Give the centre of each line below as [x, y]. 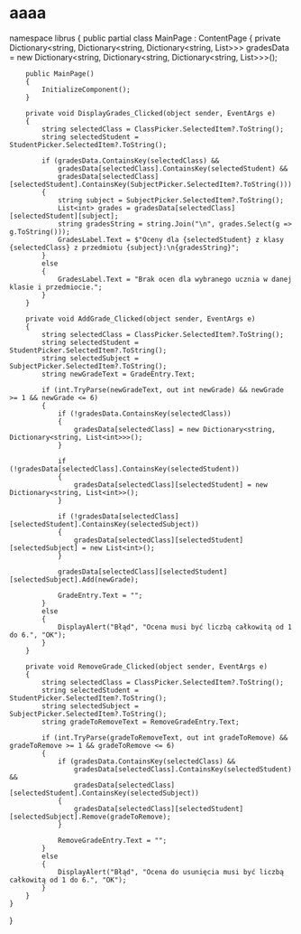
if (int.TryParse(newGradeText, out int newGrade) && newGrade [163, 390]
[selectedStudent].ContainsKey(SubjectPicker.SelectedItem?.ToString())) [151, 184]
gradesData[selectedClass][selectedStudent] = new [171, 485]
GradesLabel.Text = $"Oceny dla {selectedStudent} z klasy [170, 239]
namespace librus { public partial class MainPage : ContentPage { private [145, 38]
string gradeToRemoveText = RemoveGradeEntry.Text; [141, 722]
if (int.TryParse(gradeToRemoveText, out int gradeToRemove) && [165, 738]
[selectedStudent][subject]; [64, 216]
